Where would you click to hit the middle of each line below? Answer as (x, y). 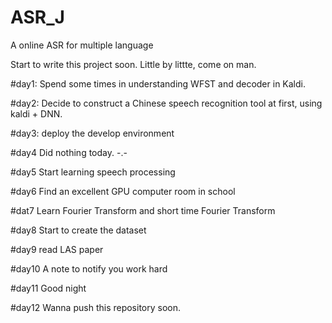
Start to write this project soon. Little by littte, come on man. (133, 64)
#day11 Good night (48, 288)
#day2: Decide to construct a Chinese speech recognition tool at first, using (166, 103)
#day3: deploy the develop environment (92, 133)
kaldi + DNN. (36, 113)
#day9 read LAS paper (57, 249)
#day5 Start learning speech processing (93, 172)
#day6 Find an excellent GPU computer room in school (123, 191)
